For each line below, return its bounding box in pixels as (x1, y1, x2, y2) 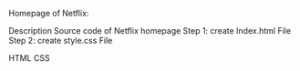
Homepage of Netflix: (8, 8, 89, 18)
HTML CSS (8, 53, 51, 63)
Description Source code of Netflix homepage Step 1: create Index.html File (8, 25, 292, 35)
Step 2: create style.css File (8, 35, 113, 46)
